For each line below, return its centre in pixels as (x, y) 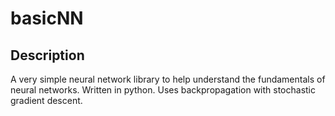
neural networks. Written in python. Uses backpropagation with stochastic (163, 90)
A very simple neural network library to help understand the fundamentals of (168, 79)
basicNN (47, 18)
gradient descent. (46, 100)
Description (47, 55)
